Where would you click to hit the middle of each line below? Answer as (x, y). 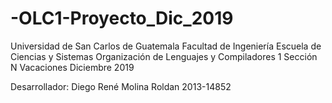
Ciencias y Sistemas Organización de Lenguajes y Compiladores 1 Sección (164, 56)
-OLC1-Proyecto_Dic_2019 (122, 18)
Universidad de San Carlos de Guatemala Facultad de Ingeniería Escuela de (166, 46)
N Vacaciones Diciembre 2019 (72, 67)
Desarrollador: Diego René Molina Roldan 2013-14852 (121, 86)
